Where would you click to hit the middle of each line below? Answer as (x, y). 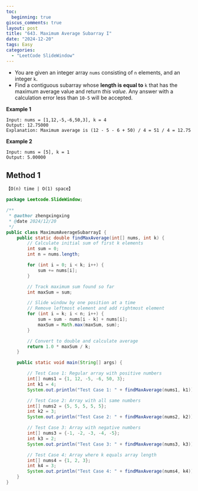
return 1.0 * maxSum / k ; (59, 347)
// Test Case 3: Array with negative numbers (84, 428)
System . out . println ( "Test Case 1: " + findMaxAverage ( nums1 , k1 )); (112, 390)
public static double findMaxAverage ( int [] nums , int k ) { (91, 238)
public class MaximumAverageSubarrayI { (57, 232)
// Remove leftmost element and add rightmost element (96, 308)
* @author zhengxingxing (39, 216)
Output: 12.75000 (27, 125)
